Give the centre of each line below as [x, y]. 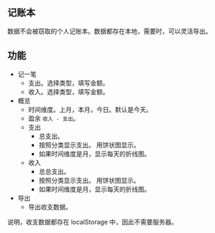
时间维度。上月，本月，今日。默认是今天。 [90, 109]
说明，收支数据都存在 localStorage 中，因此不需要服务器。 [93, 222]
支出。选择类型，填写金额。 [69, 83]
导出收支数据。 [50, 207]
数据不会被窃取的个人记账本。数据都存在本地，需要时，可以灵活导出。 [110, 31]
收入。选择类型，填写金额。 [69, 91]
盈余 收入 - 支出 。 [54, 118]
